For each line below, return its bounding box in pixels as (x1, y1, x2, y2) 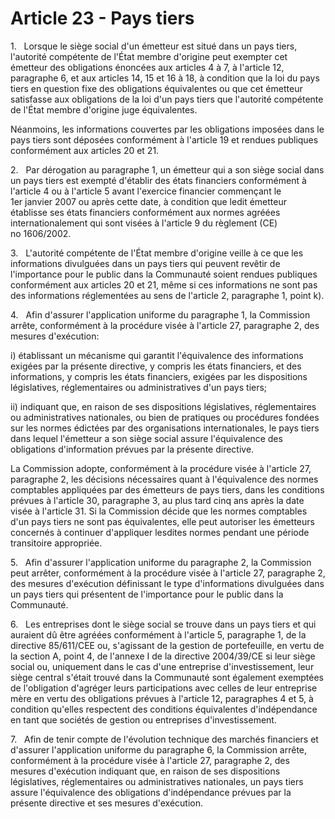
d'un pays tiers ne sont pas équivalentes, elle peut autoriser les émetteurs (10, 515, 315, 527)
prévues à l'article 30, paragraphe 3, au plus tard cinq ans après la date (10, 494, 305, 506)
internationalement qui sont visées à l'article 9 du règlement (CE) (10, 217, 278, 229)
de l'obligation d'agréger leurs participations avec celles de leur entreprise (10, 682, 318, 694)
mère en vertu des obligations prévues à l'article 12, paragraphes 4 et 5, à (10, 692, 314, 704)
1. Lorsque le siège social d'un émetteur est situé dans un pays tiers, (10, 40, 298, 52)
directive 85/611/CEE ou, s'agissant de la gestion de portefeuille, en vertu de (10, 639, 325, 651)
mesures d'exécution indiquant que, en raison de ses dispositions (10, 765, 281, 777)
